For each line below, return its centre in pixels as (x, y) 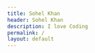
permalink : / (26, 33)
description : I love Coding (48, 26)
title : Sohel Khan (34, 13)
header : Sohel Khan (35, 20)
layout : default (31, 39)
